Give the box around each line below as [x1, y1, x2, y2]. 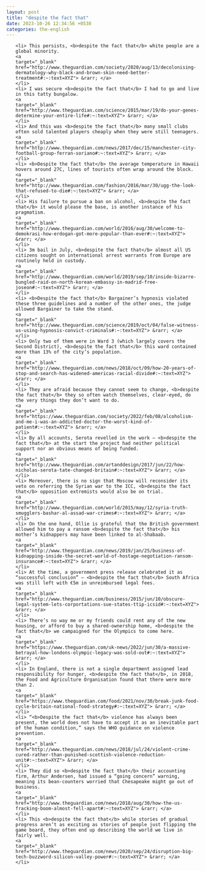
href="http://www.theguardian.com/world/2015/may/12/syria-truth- [15, 505, 188, 511]
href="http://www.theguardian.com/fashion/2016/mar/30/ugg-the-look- [15, 182, 197, 189]
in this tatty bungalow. [15, 91, 79, 98]
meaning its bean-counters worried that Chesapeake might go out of [15, 779, 194, 785]
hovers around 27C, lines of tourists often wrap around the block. [15, 166, 194, 172]
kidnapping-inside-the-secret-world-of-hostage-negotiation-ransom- [15, 553, 194, 559]
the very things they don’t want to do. [15, 397, 120, 404]
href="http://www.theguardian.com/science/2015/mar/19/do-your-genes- [15, 107, 199, 114]
